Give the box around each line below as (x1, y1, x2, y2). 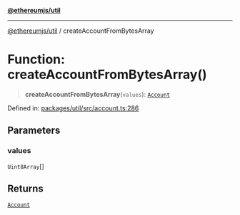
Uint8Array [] (7, 162, 44, 170)
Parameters (7, 125, 61, 137)
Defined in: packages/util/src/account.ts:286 (7, 103, 139, 112)
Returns (7, 183, 44, 195)
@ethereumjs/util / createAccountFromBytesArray (7, 26, 155, 35)
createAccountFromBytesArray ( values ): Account (24, 90, 170, 98)
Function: (7, 51, 66, 68)
